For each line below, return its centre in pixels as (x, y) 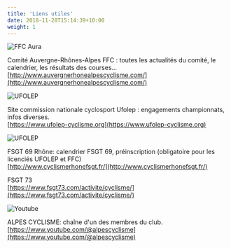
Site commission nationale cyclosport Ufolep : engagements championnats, (116, 110)
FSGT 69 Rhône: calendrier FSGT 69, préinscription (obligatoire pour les (111, 152)
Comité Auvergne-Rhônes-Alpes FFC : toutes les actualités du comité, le (112, 60)
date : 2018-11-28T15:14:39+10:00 (56, 20)
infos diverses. (29, 117)
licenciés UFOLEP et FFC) (44, 159)
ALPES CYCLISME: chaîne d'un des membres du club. (85, 222)
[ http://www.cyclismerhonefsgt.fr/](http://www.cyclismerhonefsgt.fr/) (107, 167)
